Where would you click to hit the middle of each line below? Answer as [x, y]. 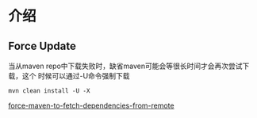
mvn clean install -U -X [49, 91]
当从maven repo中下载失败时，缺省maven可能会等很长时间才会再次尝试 [125, 66]
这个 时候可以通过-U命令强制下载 [76, 76]
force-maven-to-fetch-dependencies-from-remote [91, 105]
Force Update [42, 46]
